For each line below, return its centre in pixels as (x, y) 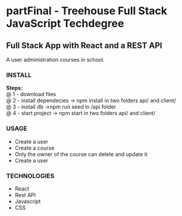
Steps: (14, 88)
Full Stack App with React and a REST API (84, 45)
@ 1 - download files (31, 94)
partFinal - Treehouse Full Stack (87, 11)
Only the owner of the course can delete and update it (81, 154)
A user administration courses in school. (56, 60)
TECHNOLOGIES (30, 176)
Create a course (34, 148)
